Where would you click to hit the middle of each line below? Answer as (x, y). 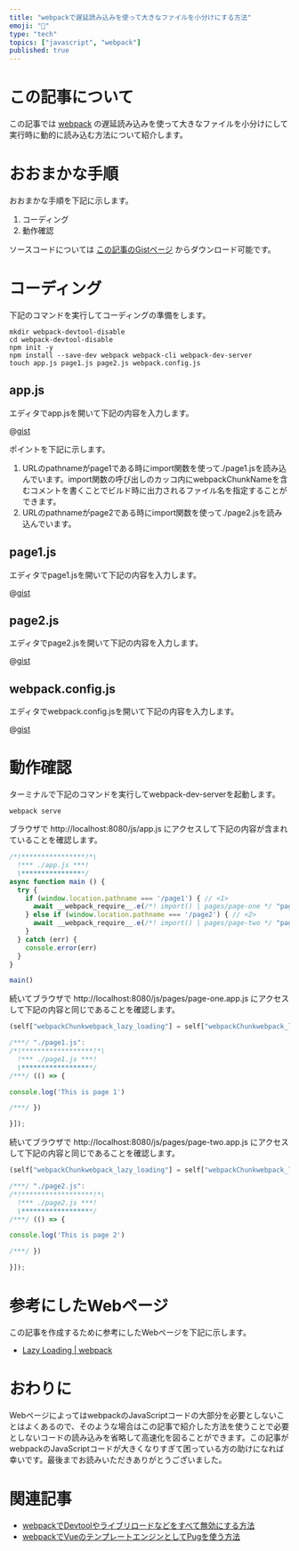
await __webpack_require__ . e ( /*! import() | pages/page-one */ (153, 906)
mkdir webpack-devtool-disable (67, 332)
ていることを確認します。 (56, 840)
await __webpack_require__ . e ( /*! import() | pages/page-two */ (153, 923)
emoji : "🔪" (29, 26)
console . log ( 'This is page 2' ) (67, 1235)
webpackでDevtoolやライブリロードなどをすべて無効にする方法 (138, 1525)
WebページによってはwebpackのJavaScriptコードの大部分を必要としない (143, 1415)
